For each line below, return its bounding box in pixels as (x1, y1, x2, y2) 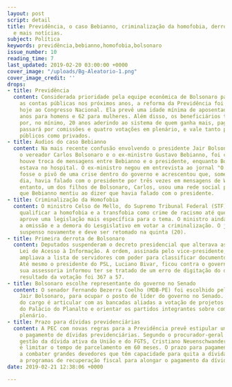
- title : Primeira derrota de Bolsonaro (7, 235, 126, 242)
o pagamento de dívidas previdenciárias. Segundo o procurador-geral (19, 331, 224, 339)
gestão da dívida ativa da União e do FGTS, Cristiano (19, 338, 181, 345)
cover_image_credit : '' (7, 74, 76, 82)
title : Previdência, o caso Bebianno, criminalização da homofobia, (7, 23, 209, 30)
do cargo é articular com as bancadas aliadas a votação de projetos (19, 299, 224, 306)
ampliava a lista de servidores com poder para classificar (19, 254, 196, 261)
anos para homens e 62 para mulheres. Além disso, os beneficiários (19, 113, 221, 120)
